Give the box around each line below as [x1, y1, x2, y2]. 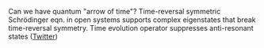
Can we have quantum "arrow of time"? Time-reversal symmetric [8, 7, 221, 16]
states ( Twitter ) [8, 31, 58, 41]
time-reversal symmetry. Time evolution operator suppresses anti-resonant [8, 24, 254, 32]
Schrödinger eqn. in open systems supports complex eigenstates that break [8, 15, 256, 24]
